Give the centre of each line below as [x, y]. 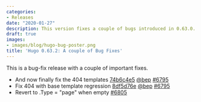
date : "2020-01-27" [31, 23]
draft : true [21, 34]
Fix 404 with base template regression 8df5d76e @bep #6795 [92, 86]
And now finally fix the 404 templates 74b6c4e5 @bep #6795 [92, 79]
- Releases [20, 17]
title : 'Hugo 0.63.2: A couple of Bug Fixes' [64, 51]
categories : [21, 12]
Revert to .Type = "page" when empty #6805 [71, 92]
